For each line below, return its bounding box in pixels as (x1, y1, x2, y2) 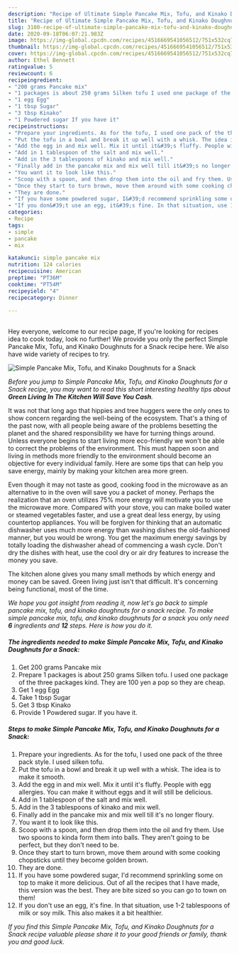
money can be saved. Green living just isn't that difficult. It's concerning (8, 577, 218, 586)
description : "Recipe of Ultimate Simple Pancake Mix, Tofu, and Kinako (8, 10, 228, 18)
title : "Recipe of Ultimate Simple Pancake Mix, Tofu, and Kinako (8, 17, 209, 24)
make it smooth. (18, 772, 66, 782)
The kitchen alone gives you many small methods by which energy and (8, 570, 216, 578)
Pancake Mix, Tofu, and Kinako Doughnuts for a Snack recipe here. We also (8, 343, 229, 351)
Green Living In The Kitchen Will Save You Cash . (8, 392, 153, 402)
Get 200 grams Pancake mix (18, 663, 102, 672)
